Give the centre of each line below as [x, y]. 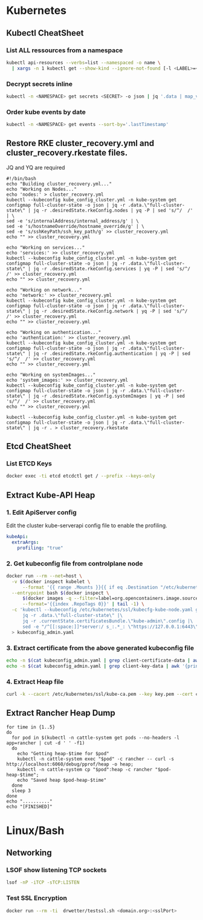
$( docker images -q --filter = [60, 598]
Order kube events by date [46, 112]
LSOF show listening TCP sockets [56, 870]
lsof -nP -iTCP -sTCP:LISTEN [43, 882]
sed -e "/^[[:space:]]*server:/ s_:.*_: [74, 627]
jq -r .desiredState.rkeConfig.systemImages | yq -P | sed [109, 396]
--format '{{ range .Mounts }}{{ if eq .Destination [90, 587]
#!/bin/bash [21, 178]
